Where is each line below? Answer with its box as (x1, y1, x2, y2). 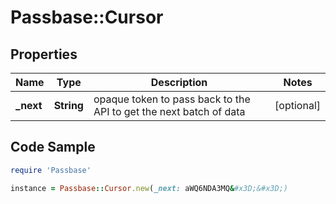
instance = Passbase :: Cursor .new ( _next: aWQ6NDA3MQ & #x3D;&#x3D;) (10, 183, 288, 193)
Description (150, 76, 208, 89)
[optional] (274, 99, 321, 112)
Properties (10, 46, 78, 63)
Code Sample (10, 139, 96, 156)
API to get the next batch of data (93, 105, 246, 118)
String (53, 99, 84, 112)
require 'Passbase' (10, 165, 92, 175)
